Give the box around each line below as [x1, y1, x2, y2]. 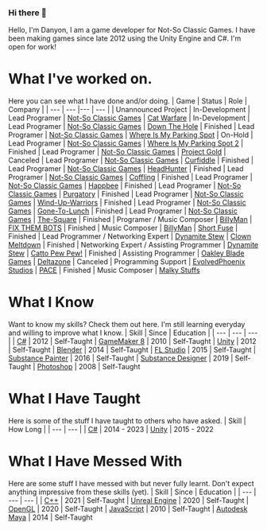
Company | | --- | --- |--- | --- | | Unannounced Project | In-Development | [8, 105, 250, 115]
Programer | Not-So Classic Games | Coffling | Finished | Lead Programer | [8, 173, 253, 182]
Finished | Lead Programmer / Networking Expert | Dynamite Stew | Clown [8, 232, 252, 241]
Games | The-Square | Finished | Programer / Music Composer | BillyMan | [8, 215, 253, 224]
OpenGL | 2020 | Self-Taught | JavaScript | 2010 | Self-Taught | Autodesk [8, 505, 248, 514]
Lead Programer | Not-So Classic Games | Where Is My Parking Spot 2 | [8, 138, 244, 148]
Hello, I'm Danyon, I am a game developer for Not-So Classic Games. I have [8, 25, 256, 35]
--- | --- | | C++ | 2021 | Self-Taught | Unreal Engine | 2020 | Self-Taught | [8, 496, 249, 505]
